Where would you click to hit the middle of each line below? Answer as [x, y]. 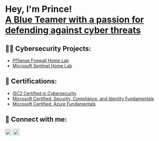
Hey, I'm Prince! [39, 9]
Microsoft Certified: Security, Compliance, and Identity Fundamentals [83, 98]
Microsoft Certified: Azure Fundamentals [54, 104]
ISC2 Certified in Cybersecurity [44, 93]
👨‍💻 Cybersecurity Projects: [48, 48]
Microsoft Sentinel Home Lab [42, 66]
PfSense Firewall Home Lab [40, 60]
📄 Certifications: [31, 81]
